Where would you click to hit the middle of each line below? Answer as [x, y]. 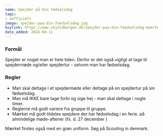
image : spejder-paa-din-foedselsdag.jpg [47, 23]
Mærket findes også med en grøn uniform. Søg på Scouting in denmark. [77, 128]
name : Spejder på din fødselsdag [39, 9]
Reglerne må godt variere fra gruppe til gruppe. [59, 109]
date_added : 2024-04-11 [29, 32]
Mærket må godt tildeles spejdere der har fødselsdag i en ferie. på [78, 114]
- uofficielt [18, 18]
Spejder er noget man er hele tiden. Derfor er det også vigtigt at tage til [76, 60]
